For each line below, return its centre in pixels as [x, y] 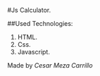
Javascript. [34, 52]
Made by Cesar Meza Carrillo [50, 65]
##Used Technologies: [40, 23]
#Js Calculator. [29, 10]
